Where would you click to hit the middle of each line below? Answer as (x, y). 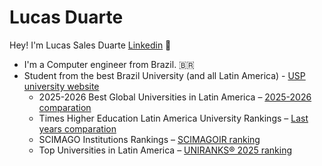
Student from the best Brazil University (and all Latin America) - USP (164, 75)
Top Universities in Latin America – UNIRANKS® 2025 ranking (165, 150)
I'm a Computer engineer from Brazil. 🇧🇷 (109, 64)
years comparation (77, 128)
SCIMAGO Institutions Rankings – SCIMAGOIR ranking (149, 139)
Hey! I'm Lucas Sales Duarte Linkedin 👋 (90, 45)
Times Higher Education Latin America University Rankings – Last (173, 118)
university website (61, 86)
